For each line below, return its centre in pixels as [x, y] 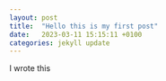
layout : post [34, 18]
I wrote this [30, 68]
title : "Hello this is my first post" [84, 26]
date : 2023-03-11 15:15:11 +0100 [76, 34]
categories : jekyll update [60, 43]
